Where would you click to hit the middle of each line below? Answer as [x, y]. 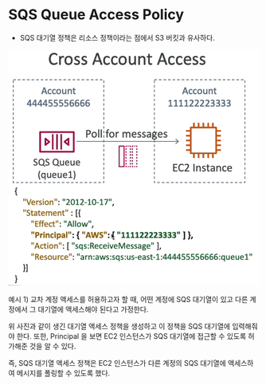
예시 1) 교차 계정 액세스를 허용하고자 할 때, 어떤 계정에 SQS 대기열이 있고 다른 [128, 299]
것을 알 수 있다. [53, 346]
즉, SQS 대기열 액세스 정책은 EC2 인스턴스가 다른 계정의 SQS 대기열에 [117, 363]
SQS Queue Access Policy [96, 15]
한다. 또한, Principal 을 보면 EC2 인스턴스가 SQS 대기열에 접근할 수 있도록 [131, 336]
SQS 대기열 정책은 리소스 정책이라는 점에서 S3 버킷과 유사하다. [117, 37]
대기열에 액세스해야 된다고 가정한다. [93, 309]
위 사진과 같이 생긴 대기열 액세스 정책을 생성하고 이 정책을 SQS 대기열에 [119, 326]
